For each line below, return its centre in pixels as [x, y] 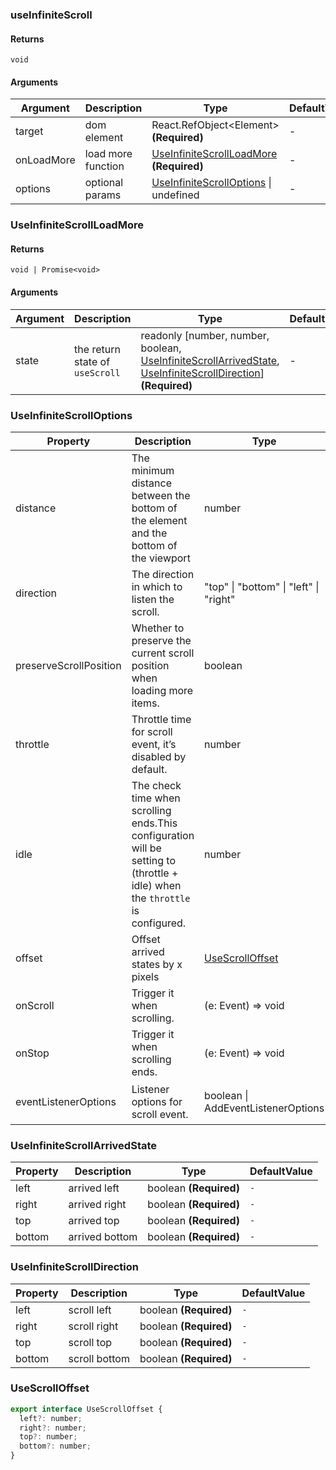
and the [149, 533]
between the [161, 495]
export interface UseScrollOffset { [86, 1409]
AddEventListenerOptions [264, 1108]
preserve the [161, 640]
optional [104, 183]
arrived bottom [103, 1237]
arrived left [94, 1188]
